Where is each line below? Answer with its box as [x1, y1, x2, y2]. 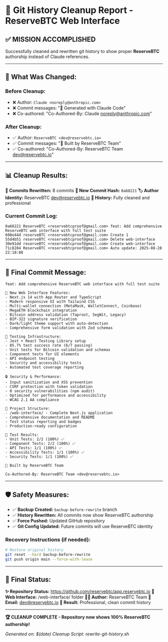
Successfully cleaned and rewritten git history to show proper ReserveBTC [5, 49, 160, 54]
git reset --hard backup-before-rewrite [5, 552, 91, 557]
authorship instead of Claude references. [5, 54, 90, 60]
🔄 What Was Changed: [5, 73, 76, 82]
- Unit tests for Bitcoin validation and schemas [5, 347, 111, 352]
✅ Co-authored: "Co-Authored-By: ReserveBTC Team [12, 146, 123, 152]
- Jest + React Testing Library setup [5, 338, 86, 343]
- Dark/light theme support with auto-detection [5, 321, 108, 326]
